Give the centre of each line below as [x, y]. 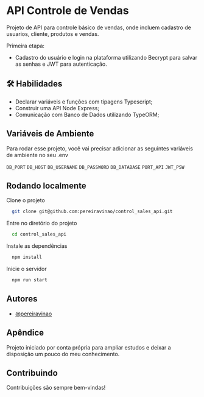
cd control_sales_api [39, 234]
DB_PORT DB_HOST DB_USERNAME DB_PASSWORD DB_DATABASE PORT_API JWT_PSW [95, 167]
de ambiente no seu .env [37, 155]
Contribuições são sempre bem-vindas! [56, 388]
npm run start [30, 280]
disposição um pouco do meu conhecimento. [63, 354]
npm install [27, 257]
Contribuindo [32, 373]
